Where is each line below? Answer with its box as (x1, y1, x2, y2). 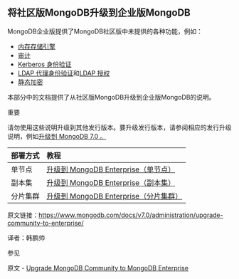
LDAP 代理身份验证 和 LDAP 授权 (17, 68, 110, 77)
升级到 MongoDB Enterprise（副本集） (46, 177, 176, 187)
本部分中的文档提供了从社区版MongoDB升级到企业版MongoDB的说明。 (7, 93, 216, 101)
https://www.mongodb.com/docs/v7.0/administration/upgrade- (38, 211, 223, 219)
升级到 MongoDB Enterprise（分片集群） (46, 191, 183, 201)
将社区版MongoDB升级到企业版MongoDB (7, 6, 191, 19)
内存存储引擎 (17, 42, 55, 51)
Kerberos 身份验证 (17, 60, 72, 68)
